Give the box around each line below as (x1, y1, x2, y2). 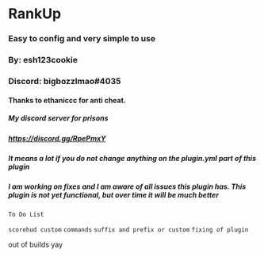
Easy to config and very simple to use (8, 33, 156, 44)
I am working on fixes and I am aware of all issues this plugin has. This (8, 182, 247, 191)
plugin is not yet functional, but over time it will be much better (8, 190, 220, 200)
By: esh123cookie (8, 55, 78, 66)
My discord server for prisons (8, 113, 109, 123)
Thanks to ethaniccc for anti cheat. (8, 95, 127, 105)
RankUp (8, 5, 62, 23)
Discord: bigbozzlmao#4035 (8, 75, 121, 86)
